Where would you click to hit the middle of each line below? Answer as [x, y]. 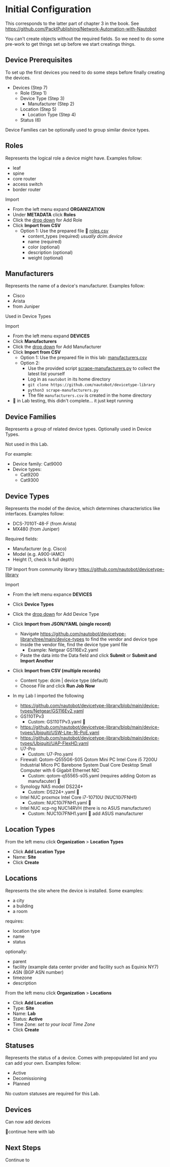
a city [18, 900]
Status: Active [28, 1019]
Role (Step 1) [33, 93]
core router [24, 178]
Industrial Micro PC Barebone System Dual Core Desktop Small [86, 765]
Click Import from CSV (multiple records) [56, 671]
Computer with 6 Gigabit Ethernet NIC [60, 770]
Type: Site [23, 1008]
